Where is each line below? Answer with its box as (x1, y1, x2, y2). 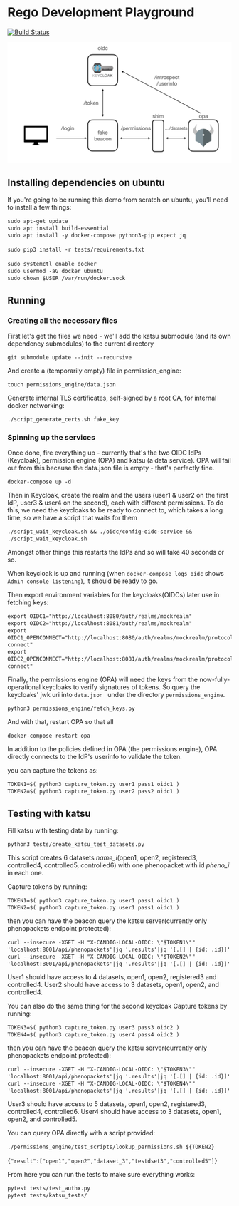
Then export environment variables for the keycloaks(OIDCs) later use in (7, 591, 220, 599)
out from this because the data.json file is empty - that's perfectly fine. (7, 464, 215, 473)
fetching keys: (7, 598, 49, 607)
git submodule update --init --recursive (7, 354, 132, 361)
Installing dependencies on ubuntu (7, 177, 165, 189)
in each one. (7, 869, 44, 877)
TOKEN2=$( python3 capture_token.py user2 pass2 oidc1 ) (7, 788, 180, 795)
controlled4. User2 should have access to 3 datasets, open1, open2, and (7, 981, 219, 989)
